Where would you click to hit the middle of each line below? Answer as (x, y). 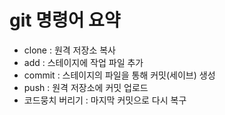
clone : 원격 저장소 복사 (69, 50)
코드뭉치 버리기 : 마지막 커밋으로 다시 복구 (105, 100)
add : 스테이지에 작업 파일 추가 (83, 62)
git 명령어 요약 (65, 20)
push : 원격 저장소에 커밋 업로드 (86, 87)
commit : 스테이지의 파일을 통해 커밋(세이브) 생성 (119, 75)
